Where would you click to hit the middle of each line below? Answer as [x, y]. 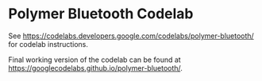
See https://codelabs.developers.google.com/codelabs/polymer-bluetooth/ [131, 36]
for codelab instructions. [48, 44]
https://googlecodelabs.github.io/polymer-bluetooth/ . [95, 67]
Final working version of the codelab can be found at [94, 60]
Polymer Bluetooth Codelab [101, 14]
